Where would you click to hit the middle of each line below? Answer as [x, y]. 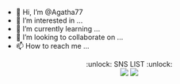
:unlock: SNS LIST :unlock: [129, 64]
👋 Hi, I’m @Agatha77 [49, 12]
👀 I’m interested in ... [49, 20]
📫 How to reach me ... [52, 46]
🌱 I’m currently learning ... [58, 29]
